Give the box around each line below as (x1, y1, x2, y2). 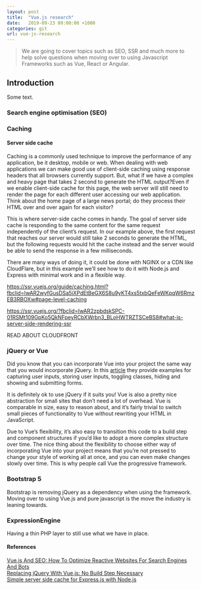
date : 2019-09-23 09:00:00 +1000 (7, 20, 96, 26)
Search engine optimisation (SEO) (7, 108, 107, 117)
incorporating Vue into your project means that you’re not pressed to (7, 447, 176, 454)
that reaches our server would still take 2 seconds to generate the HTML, (7, 234, 187, 241)
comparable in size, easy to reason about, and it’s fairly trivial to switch (7, 404, 182, 411)
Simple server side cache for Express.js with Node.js (7, 576, 137, 583)
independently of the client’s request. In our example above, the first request (7, 228, 196, 235)
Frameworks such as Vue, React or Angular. (21, 61, 130, 68)
